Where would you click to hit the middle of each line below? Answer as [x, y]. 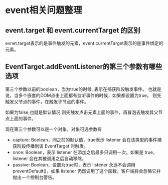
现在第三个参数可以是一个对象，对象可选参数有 [53, 129]
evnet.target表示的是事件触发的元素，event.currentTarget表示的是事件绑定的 [84, 43]
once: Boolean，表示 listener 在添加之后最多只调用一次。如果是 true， [85, 152]
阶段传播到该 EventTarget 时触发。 [53, 146]
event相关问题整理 [44, 10]
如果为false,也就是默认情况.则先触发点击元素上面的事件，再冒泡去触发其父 [82, 112]
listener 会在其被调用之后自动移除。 [49, 158]
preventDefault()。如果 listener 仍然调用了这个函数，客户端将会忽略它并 [87, 171]
